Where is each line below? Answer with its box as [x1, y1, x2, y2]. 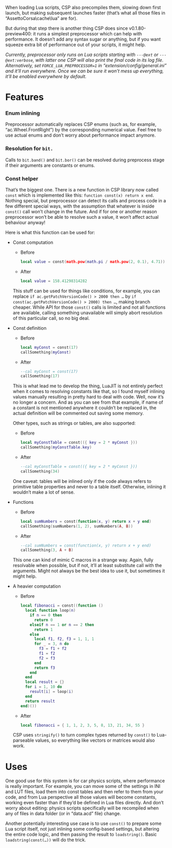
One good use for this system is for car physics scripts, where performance [5, 778, 165, 784]
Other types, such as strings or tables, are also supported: [12, 420, 136, 426]
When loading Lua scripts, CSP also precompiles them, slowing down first [5, 5, 161, 10]
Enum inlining [5, 110, 40, 117]
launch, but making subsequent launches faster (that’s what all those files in [5, 10, 165, 16]
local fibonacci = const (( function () [20, 603, 103, 608]
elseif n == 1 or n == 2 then [30, 622, 94, 627]
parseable [12, 737, 34, 744]
